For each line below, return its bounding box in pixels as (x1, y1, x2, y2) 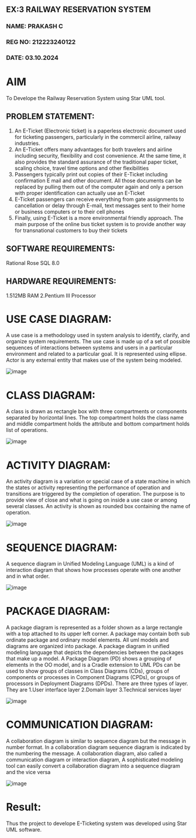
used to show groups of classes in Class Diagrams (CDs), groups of (6, 667, 170, 675)
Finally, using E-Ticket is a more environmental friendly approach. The (14, 214, 184, 222)
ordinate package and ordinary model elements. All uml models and (6, 636, 169, 643)
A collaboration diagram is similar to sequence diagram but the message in (6, 738, 186, 745)
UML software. (6, 826, 42, 833)
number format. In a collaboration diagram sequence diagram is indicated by (6, 744, 191, 751)
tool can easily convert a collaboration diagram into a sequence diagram (6, 762, 180, 769)
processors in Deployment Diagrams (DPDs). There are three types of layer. (6, 680, 188, 687)
